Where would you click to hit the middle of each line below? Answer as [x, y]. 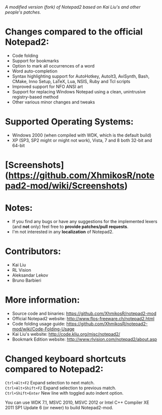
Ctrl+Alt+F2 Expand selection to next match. [50, 382]
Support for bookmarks [36, 61]
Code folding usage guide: [39, 324]
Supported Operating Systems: [69, 122]
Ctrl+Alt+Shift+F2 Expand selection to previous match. [61, 388]
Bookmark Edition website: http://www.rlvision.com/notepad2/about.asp [84, 339]
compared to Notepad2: [54, 369]
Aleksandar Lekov [30, 275]
